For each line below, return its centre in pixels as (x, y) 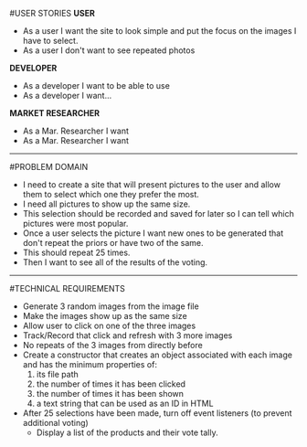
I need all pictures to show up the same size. (106, 204)
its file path (58, 374)
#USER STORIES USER (53, 13)
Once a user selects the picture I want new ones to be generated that (153, 233)
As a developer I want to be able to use (96, 85)
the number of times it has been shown (110, 394)
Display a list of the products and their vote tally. (127, 432)
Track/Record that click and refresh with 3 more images (127, 335)
